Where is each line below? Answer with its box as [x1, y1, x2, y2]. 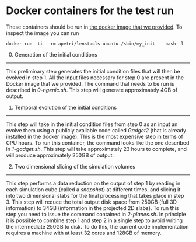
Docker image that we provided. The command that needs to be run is [6, 80, 174, 87]
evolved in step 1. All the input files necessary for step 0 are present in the [6, 74, 184, 81]
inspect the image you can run [6, 29, 79, 36]
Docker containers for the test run [6, 4, 174, 17]
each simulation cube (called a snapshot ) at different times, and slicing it [6, 185, 181, 193]
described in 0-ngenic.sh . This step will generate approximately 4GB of [6, 86, 178, 93]
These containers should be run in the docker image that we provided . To [6, 23, 183, 30]
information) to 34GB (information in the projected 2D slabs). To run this [6, 204, 179, 211]
